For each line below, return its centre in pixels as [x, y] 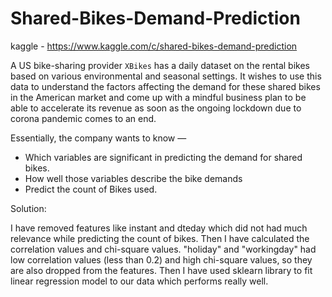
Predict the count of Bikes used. [91, 189]
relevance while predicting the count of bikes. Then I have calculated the [160, 238]
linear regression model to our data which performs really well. [139, 281]
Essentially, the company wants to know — [98, 138]
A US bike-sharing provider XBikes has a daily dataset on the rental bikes [160, 65]
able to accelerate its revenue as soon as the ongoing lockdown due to [156, 108]
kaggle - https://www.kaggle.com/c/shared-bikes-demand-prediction [154, 46]
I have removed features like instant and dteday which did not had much [159, 228]
